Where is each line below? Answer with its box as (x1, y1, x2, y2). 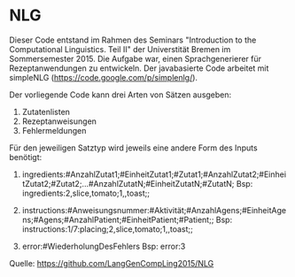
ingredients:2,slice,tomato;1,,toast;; (21, 188, 151, 198)
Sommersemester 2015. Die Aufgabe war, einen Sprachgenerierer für (9, 53, 262, 64)
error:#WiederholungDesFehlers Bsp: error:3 (21, 241, 186, 251)
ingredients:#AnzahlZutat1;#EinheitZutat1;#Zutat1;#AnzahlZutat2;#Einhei (21, 169, 286, 180)
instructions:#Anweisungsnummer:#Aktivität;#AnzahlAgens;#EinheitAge (21, 204, 286, 215)
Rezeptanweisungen (21, 116, 97, 127)
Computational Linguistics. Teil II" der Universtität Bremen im (9, 43, 231, 54)
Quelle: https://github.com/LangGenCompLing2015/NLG (9, 258, 214, 268)
